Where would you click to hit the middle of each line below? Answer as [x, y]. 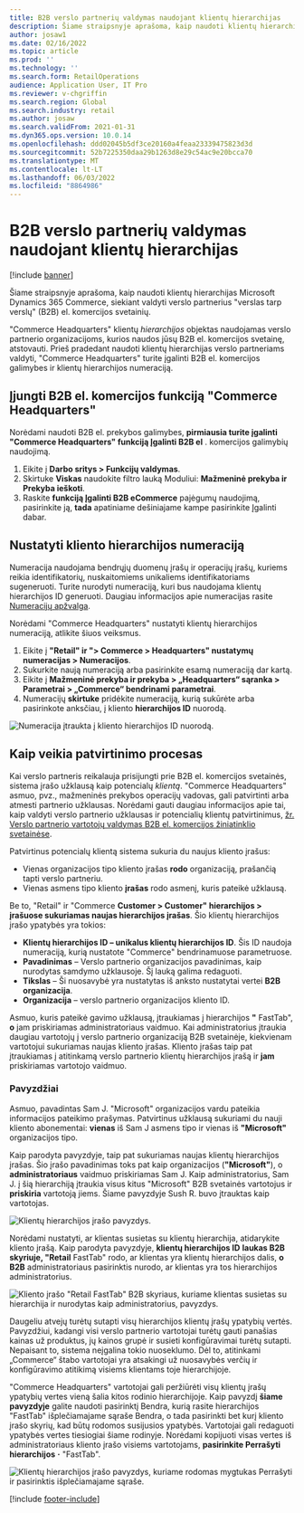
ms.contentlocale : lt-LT [56, 169]
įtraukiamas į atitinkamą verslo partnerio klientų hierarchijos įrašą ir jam [142, 1056]
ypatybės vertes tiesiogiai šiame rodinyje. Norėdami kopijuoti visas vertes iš [151, 1434]
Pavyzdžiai [34, 1089]
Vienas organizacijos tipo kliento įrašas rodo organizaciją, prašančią [149, 869]
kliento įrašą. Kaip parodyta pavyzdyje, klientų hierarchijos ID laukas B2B [147, 1247]
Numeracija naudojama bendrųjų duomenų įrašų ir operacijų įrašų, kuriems [148, 567]
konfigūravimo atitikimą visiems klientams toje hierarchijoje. [120, 1369]
